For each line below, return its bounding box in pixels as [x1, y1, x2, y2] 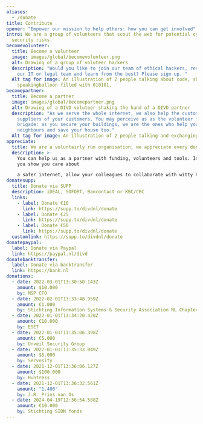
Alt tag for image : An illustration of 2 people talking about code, [11, 76, 190, 82]
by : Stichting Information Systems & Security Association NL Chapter [17, 307, 199, 313]
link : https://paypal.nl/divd [11, 251, 88, 257]
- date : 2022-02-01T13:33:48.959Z [11, 296, 98, 302]
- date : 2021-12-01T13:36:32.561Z [11, 380, 98, 386]
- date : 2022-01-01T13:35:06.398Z [11, 330, 98, 336]
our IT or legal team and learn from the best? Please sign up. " [17, 71, 188, 77]
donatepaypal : [6, 239, 42, 245]
